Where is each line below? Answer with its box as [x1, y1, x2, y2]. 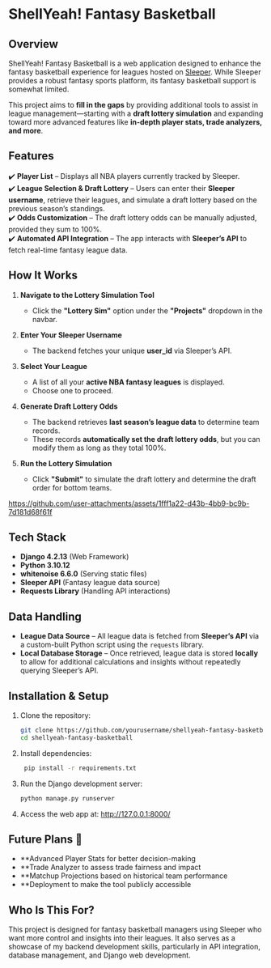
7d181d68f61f [8, 507, 53, 516]
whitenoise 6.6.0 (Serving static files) [19, 569, 147, 579]
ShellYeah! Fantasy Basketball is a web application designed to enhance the [8, 58, 261, 68]
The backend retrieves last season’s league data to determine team [32, 417, 260, 427]
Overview [8, 37, 59, 51]
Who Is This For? [8, 903, 95, 917]
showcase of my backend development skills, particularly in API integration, [8, 942, 261, 952]
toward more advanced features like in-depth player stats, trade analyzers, [8, 117, 263, 126]
